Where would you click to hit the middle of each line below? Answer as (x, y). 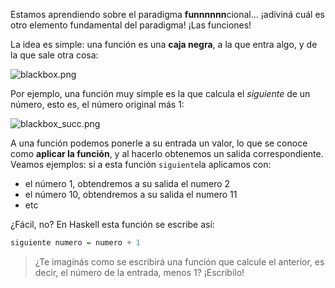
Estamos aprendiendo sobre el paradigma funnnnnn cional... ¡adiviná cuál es (167, 14)
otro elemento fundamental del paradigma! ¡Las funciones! (131, 25)
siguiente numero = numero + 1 (75, 243)
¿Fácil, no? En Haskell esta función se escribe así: (112, 224)
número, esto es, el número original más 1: (97, 104)
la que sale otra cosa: (54, 55)
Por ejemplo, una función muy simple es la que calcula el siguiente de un (160, 93)
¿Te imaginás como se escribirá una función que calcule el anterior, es (179, 261)
